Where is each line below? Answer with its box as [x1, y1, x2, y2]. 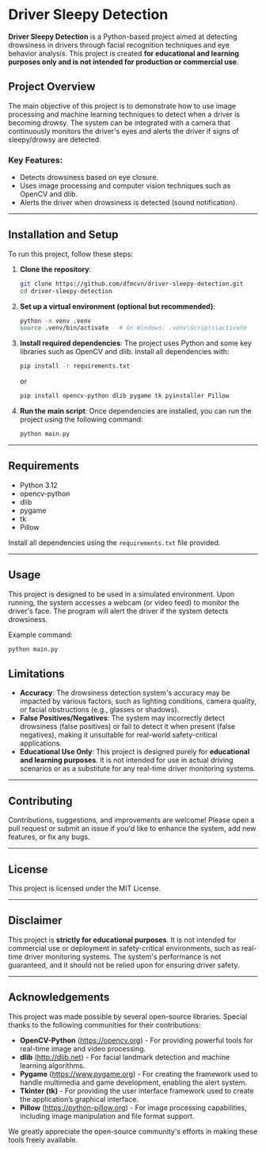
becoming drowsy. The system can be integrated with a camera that [8, 117, 231, 128]
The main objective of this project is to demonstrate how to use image [8, 101, 236, 110]
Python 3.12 [19, 480, 58, 490]
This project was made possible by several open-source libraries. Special [8, 1012, 248, 1021]
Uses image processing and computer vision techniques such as [19, 181, 231, 191]
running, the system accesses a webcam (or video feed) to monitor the [8, 597, 240, 607]
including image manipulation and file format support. [19, 1111, 195, 1120]
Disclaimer [8, 914, 63, 928]
